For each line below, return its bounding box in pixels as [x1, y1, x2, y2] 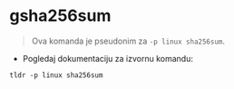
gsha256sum [9, 5, 112, 26]
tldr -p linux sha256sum [9, 70, 103, 80]
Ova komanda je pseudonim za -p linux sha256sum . [31, 35, 225, 46]
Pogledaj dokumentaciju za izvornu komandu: [22, 53, 193, 64]
